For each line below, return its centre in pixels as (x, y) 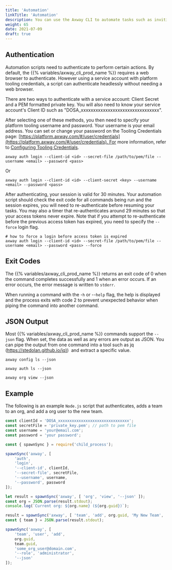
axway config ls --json (31, 360)
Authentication (30, 55)
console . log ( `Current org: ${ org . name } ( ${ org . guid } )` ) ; (67, 506)
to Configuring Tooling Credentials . (42, 147)
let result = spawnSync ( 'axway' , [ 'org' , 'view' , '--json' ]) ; (75, 496)
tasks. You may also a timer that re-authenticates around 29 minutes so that (85, 210)
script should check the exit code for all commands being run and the (79, 200)
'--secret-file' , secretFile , (47, 473)
